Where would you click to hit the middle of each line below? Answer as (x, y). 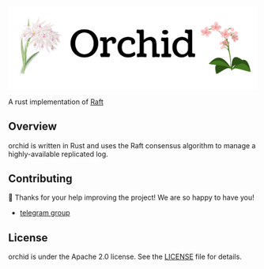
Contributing (40, 179)
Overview (33, 127)
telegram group (45, 213)
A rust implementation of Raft (56, 102)
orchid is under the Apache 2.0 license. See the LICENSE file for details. (125, 257)
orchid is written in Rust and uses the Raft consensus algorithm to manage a (132, 145)
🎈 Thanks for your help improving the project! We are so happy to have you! (131, 198)
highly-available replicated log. (58, 154)
